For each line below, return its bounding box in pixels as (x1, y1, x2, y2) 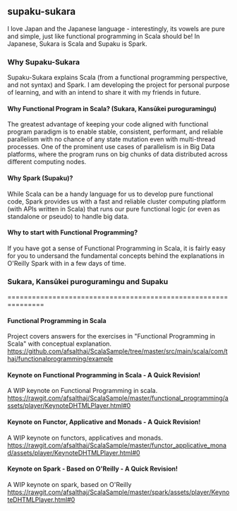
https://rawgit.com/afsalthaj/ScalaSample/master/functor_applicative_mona (7, 441, 227, 450)
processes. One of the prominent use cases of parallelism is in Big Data (7, 143, 215, 151)
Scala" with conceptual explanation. (7, 339, 111, 348)
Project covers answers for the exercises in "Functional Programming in (7, 332, 216, 341)
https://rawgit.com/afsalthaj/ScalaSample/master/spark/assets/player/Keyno (7, 488, 230, 496)
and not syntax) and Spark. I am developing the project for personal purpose (7, 81, 230, 89)
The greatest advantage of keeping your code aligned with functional (7, 120, 209, 129)
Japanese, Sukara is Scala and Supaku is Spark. (7, 39, 147, 48)
